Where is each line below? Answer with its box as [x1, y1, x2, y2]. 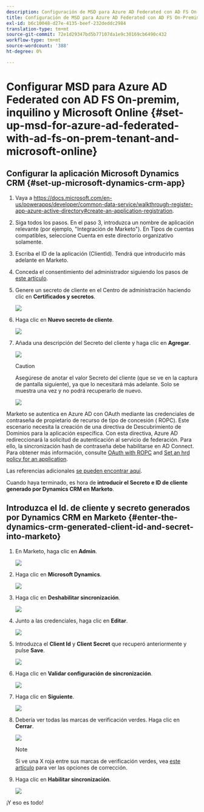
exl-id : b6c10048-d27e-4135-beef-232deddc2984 [6, 20, 126, 26]
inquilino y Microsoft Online [6, 106, 149, 119]
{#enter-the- [128, 513, 178, 523]
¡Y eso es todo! [6, 799, 44, 806]
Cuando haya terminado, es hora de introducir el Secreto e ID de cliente [6, 479, 188, 486]
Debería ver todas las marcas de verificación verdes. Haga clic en [15, 716, 180, 723]
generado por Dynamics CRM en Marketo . [6, 485, 114, 493]
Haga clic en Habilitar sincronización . [15, 776, 111, 783]
